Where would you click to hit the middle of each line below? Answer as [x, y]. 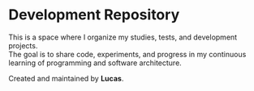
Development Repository [94, 15]
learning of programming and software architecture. [95, 63]
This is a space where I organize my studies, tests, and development [123, 37]
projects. [23, 45]
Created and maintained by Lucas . [66, 78]
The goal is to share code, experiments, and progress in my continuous [127, 54]
